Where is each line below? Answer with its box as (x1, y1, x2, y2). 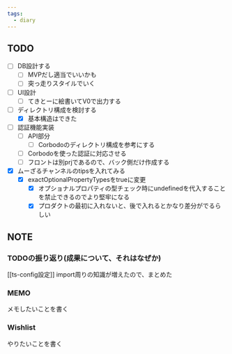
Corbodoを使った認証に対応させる (27, 149, 127, 157)
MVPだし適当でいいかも (27, 70, 97, 79)
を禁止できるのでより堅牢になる (38, 193, 130, 201)
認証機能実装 (17, 123, 54, 131)
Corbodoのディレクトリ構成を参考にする (38, 140, 155, 148)
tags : (7, 10, 23, 17)
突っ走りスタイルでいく (27, 79, 95, 88)
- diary (13, 17, 36, 24)
